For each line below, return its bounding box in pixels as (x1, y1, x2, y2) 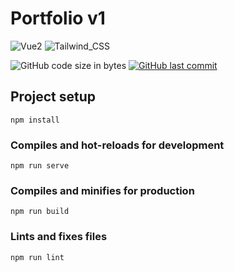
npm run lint (10, 252, 65, 262)
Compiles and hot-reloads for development (10, 138, 225, 152)
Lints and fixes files (10, 230, 108, 244)
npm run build (10, 207, 70, 217)
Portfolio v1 (10, 7, 106, 30)
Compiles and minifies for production (10, 183, 195, 197)
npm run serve (10, 161, 70, 171)
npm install (10, 115, 60, 125)
